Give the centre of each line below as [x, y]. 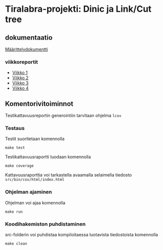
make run [14, 212]
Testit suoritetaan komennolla [35, 139]
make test [15, 148]
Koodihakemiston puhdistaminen [45, 224]
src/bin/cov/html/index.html [35, 180]
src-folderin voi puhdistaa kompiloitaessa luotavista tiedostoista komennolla [81, 235]
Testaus [15, 128]
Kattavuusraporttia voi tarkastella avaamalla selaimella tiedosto [69, 175]
